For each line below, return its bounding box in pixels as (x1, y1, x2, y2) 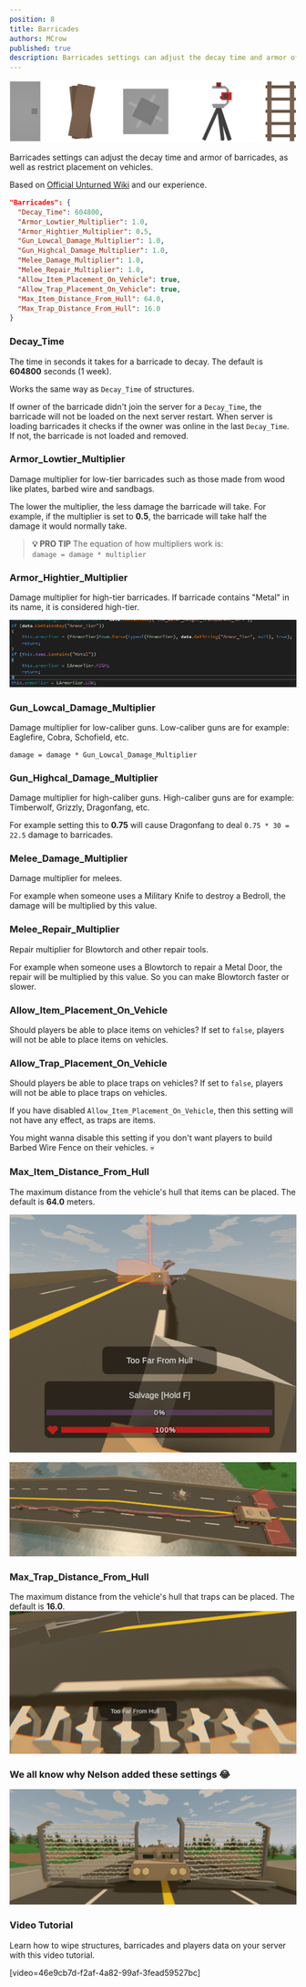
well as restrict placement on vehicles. (9, 161, 153, 173)
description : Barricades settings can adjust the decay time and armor (9, 53, 287, 63)
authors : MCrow (9, 34, 67, 43)
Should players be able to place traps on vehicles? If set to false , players (9, 1078, 284, 1088)
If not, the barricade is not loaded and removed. (9, 430, 189, 441)
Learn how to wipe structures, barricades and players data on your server (9, 1940, 287, 1950)
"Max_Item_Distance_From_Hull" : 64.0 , (17, 294, 166, 303)
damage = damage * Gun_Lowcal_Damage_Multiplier (9, 750, 198, 760)
